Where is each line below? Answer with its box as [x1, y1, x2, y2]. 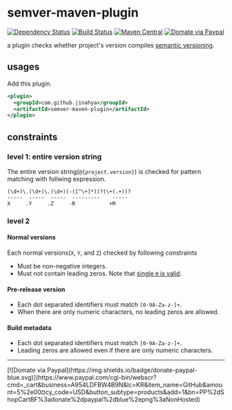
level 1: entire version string [7, 152, 102, 162]
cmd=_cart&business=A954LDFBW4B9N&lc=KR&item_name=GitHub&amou [7, 381, 223, 389]
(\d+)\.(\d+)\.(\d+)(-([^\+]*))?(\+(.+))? [7, 188, 131, 195]
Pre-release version [7, 285, 66, 293]
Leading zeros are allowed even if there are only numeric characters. [17, 346, 213, 355]
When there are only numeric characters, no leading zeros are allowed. [17, 308, 220, 316]
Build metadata [7, 323, 52, 332]
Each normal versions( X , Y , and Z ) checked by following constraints [7, 248, 197, 257]
